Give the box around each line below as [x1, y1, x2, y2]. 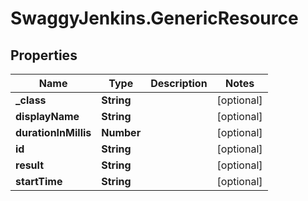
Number [101, 126, 142, 139]
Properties [10, 47, 78, 64]
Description [150, 77, 208, 90]
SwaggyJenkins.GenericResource [10, 7, 299, 30]
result [15, 158, 45, 172]
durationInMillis [15, 126, 92, 139]
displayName [15, 110, 80, 123]
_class [15, 93, 47, 107]
